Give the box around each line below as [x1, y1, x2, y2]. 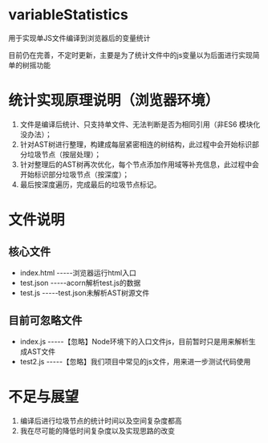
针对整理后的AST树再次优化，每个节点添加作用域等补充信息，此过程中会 [19, 159, 259, 169]
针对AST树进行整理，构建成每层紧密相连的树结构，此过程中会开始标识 [19, 139, 253, 149]
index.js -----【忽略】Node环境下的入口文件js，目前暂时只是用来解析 [19, 336, 249, 346]
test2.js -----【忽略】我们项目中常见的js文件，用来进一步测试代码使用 [19, 356, 251, 366]
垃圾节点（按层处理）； [26, 149, 102, 159]
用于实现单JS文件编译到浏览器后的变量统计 [8, 33, 151, 43]
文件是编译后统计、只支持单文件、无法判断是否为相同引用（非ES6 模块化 [19, 119, 261, 129]
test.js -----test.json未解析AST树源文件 [19, 287, 150, 298]
